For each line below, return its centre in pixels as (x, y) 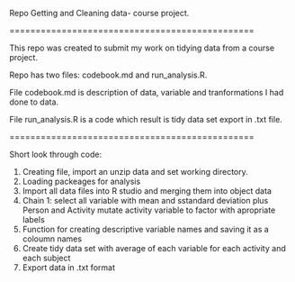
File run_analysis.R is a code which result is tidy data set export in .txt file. (146, 119)
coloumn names (52, 239)
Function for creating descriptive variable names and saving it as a (146, 229)
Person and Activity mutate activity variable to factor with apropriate (149, 210)
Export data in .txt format (68, 268)
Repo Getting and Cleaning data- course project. (99, 13)
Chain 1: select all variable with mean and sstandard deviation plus (145, 200)
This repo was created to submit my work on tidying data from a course (142, 48)
